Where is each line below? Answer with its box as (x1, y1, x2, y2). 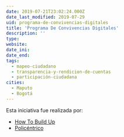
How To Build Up (14, 118, 56, 125)
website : (6, 42, 27, 48)
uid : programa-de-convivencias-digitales (6, 19, 109, 25)
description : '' (6, 31, 46, 36)
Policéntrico (14, 124, 44, 131)
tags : (6, 58, 19, 64)
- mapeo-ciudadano (11, 63, 57, 69)
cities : (6, 80, 25, 86)
